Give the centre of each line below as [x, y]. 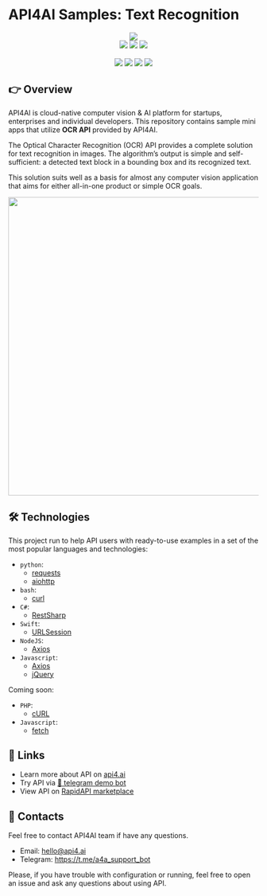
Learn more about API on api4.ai [72, 774]
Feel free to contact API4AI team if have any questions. [99, 836]
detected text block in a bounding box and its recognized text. [150, 162]
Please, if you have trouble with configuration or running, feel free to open [130, 875]
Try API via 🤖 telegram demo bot [73, 783]
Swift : [30, 623]
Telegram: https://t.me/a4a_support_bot [85, 859]
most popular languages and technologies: [78, 549]
